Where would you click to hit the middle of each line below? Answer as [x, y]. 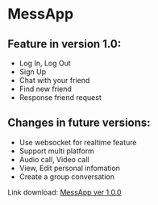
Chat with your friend [54, 80]
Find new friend [45, 89]
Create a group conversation [67, 176]
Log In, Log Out [45, 63]
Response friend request [60, 97]
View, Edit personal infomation [69, 168]
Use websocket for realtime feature [78, 142]
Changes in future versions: [79, 123]
